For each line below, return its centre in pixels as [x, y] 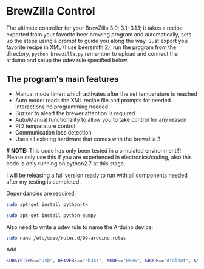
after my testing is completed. [43, 181]
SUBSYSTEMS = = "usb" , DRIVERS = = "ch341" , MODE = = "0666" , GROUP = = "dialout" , [99, 261]
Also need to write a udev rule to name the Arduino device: [80, 227]
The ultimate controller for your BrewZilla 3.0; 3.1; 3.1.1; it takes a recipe [95, 28]
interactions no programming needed [62, 107]
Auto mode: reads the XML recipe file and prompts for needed [93, 100]
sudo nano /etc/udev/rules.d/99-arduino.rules [66, 238]
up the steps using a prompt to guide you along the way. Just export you [97, 41]
